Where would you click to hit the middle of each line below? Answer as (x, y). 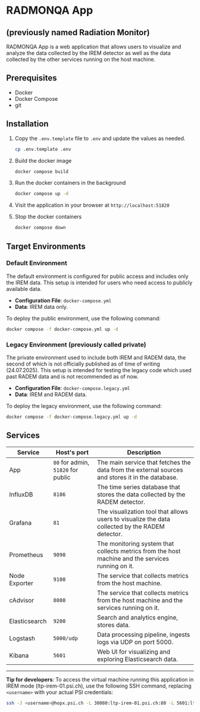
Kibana (19, 655)
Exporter (21, 583)
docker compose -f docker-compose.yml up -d (62, 329)
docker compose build (41, 171)
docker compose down (40, 228)
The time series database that (139, 487)
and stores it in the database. (138, 477)
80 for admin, (71, 462)
